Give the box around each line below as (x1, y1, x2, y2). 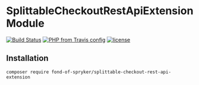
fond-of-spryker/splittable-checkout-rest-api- (51, 69, 171, 75)
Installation (6, 53, 49, 63)
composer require (6, 69, 49, 75)
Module (6, 17, 45, 30)
